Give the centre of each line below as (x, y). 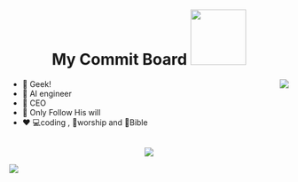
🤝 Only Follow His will (61, 112)
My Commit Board (120, 60)
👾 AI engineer (47, 93)
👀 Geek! (36, 83)
